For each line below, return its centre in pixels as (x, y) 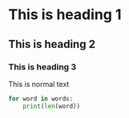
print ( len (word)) (52, 106)
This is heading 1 (65, 15)
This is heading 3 (42, 67)
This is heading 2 (52, 44)
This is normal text (39, 84)
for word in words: (41, 98)
